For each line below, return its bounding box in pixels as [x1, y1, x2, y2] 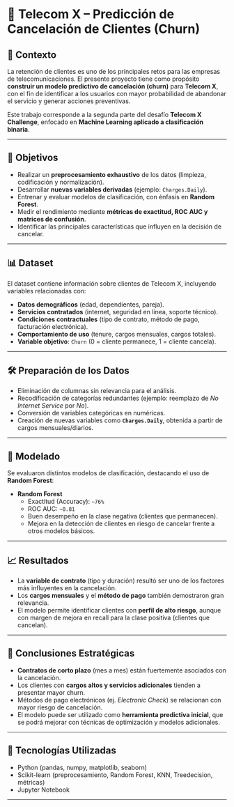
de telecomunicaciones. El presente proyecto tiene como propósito [7, 75, 200, 83]
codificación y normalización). [17, 178, 104, 186]
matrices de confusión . [17, 215, 86, 223]
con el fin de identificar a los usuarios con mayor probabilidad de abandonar [7, 90, 226, 98]
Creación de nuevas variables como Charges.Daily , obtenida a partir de [17, 416, 223, 424]
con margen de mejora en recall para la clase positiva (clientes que [17, 613, 210, 622]
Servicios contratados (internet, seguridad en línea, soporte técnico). [17, 307, 218, 316]
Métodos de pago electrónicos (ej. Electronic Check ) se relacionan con [17, 695, 221, 704]
